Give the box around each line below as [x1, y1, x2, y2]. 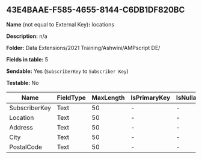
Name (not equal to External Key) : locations [6, 20, 115, 28]
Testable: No [6, 79, 39, 86]
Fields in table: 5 [6, 55, 49, 63]
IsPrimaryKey [130, 93, 171, 102]
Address [9, 123, 33, 131]
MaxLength [91, 93, 125, 102]
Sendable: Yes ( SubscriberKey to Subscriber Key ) [6, 67, 129, 75]
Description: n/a [6, 33, 47, 40]
